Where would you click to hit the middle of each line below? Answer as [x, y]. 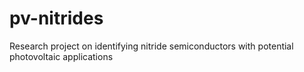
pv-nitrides [56, 18]
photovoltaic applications [61, 56]
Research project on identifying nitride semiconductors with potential [151, 46]
